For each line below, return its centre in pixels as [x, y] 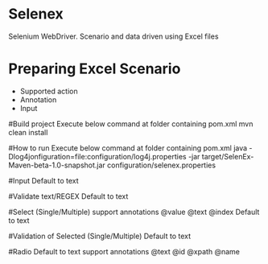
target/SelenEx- [228, 156]
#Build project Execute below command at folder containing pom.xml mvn [131, 124]
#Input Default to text [43, 180]
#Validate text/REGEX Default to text [68, 196]
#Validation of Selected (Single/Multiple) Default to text [100, 236]
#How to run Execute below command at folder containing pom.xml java [128, 148]
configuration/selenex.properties [161, 165]
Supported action [49, 91]
